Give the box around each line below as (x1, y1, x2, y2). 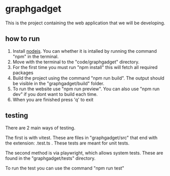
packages (12, 69, 34, 76)
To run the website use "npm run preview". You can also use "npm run (12, 86, 160, 92)
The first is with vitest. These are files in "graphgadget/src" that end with (5, 134, 158, 140)
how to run (5, 34, 40, 43)
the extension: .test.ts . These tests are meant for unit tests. (5, 140, 130, 146)
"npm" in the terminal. (12, 53, 59, 59)
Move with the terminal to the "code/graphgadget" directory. (12, 59, 140, 65)
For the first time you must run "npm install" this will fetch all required (12, 64, 158, 70)
